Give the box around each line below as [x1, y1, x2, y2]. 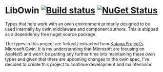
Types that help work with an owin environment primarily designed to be [5, 21, 150, 27]
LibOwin [5, 5, 40, 16]
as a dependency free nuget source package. [5, 31, 97, 37]
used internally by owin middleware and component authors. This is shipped [5, 26, 159, 32]
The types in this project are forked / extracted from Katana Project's [5, 40, 144, 46]
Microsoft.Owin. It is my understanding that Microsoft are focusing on [5, 46, 145, 52]
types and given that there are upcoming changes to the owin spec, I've [5, 56, 150, 62]
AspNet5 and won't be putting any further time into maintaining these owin [5, 51, 155, 57]
